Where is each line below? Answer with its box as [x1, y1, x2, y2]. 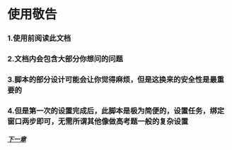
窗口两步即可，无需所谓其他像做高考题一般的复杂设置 [7, 116, 189, 126]
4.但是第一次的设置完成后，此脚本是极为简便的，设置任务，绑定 [7, 106, 225, 115]
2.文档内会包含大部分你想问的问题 [7, 54, 124, 64]
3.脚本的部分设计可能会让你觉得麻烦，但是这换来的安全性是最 [7, 75, 217, 85]
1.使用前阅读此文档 [7, 33, 71, 43]
